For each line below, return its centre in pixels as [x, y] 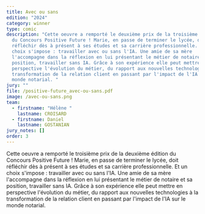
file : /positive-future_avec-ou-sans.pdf [60, 91]
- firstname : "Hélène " [42, 108]
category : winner [28, 23]
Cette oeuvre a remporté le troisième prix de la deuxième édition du [91, 153]
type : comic [21, 29]
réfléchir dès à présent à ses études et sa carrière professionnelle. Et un [97, 166]
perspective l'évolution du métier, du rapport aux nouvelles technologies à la [103, 192]
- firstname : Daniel [38, 119]
